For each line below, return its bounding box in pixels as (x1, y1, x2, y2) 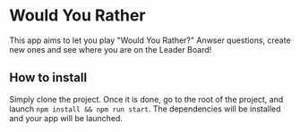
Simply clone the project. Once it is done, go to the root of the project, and (9, 94, 284, 104)
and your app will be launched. (9, 112, 124, 123)
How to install (9, 70, 88, 86)
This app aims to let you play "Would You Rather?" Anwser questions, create (9, 35, 291, 45)
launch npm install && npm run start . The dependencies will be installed (9, 103, 281, 114)
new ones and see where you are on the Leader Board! (9, 44, 212, 54)
